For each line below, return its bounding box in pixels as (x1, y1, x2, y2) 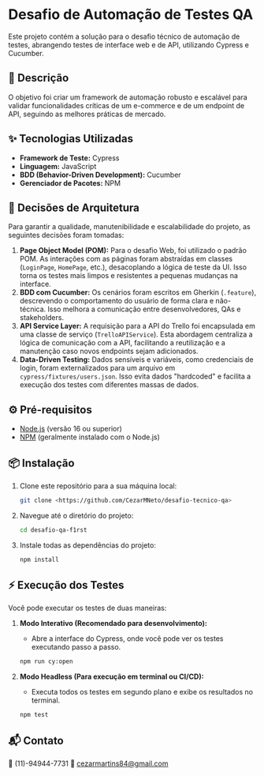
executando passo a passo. (31, 642, 121, 652)
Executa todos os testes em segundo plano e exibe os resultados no (31, 687, 254, 697)
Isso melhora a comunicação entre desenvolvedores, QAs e (47, 304, 241, 314)
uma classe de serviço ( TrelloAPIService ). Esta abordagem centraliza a (19, 330, 254, 339)
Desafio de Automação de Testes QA (8, 6, 254, 24)
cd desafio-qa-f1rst (19, 525, 87, 534)
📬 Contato (8, 733, 65, 748)
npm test (19, 711, 49, 719)
